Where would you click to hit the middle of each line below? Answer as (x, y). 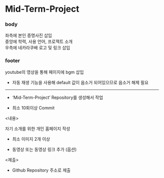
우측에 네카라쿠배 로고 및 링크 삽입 (38, 48)
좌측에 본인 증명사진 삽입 (29, 36)
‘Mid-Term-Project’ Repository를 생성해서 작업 (58, 97)
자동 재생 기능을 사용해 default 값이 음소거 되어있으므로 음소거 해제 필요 (80, 82)
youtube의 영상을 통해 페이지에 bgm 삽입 (44, 72)
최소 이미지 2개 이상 (31, 139)
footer (13, 61)
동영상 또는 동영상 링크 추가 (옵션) (44, 149)
